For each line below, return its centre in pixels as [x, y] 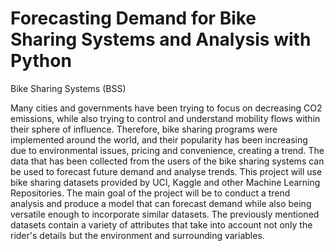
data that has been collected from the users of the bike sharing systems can [167, 161]
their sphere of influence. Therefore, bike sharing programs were [144, 129]
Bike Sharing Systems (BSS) [68, 88]
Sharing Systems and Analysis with [161, 39]
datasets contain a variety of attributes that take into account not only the [161, 224]
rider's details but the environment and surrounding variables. [137, 235]
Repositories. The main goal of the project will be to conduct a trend [150, 193]
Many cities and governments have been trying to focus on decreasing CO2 [166, 108]
